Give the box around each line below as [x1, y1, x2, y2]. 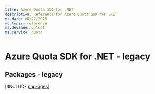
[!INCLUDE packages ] [5, 84, 50, 89]
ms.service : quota [5, 30, 43, 35]
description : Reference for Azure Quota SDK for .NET [5, 12, 118, 17]
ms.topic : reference [5, 21, 48, 26]
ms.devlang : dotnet [5, 25, 45, 30]
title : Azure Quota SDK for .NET [5, 7, 74, 12]
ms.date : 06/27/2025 [5, 16, 48, 21]
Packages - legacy [5, 70, 63, 79]
